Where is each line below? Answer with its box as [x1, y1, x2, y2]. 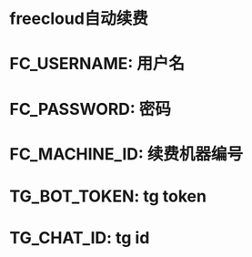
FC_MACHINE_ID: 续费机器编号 [9, 143, 244, 164]
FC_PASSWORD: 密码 [9, 98, 171, 119]
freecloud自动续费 [9, 8, 148, 29]
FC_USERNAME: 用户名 [9, 54, 185, 74]
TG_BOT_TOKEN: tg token [9, 186, 207, 206]
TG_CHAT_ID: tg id [9, 228, 150, 249]
